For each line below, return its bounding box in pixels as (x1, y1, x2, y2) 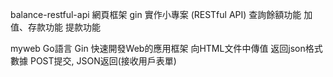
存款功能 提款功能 (27, 21, 101, 33)
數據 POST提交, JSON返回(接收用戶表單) (10, 55, 177, 67)
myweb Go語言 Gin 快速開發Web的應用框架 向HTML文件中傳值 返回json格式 (10, 43, 323, 54)
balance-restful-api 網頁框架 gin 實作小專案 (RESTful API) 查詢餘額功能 (10, 9, 302, 20)
